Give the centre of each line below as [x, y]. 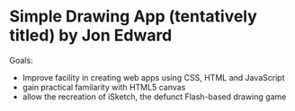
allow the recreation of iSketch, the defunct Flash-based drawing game [154, 97]
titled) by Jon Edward [91, 35]
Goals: [21, 60]
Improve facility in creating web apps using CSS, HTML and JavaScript [153, 77]
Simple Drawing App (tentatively [134, 17]
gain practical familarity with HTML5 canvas [104, 87]
